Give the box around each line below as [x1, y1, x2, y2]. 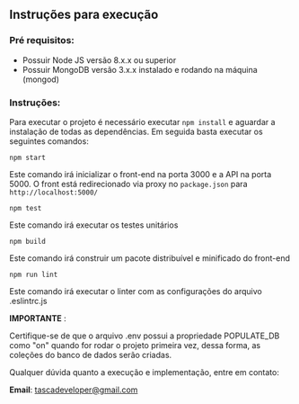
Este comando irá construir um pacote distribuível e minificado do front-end [9, 252, 290, 264]
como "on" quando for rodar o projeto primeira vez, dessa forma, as [9, 339, 261, 350]
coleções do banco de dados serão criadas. [9, 349, 172, 360]
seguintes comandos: [9, 135, 90, 147]
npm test [9, 203, 42, 212]
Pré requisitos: [9, 34, 75, 47]
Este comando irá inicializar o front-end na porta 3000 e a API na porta [9, 168, 272, 179]
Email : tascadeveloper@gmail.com [9, 384, 138, 395]
